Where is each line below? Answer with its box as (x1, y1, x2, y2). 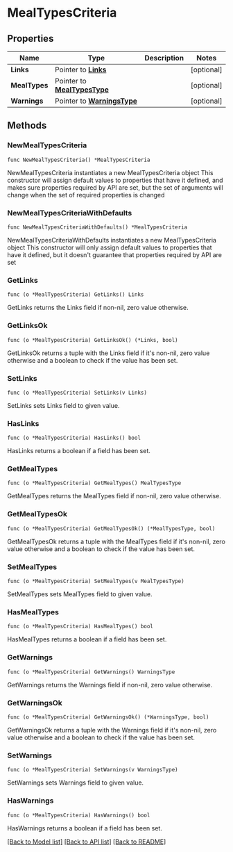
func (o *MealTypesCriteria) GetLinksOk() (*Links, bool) (7, 336, 178, 343)
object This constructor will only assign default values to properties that (7, 243, 213, 252)
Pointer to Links (55, 65, 107, 74)
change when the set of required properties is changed (7, 190, 165, 199)
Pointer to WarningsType (55, 96, 137, 106)
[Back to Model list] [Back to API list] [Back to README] (7, 837, 166, 846)
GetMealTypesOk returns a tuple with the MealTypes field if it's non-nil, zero (7, 537, 225, 546)
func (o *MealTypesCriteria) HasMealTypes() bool (7, 623, 154, 630)
